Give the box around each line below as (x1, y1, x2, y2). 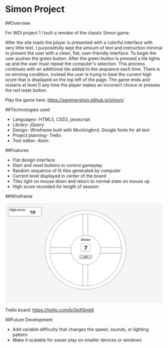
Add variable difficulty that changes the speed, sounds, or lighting (12, 326, 149, 332)
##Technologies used (5, 106, 50, 112)
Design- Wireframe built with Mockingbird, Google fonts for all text (12, 126, 150, 133)
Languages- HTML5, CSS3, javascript (12, 116, 90, 122)
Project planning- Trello (12, 132, 61, 138)
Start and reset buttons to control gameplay (12, 162, 102, 168)
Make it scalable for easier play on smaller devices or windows (12, 337, 142, 343)
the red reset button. (5, 87, 47, 93)
